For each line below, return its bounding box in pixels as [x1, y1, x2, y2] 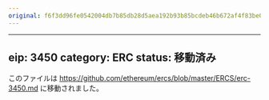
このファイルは [8, 74, 58, 83]
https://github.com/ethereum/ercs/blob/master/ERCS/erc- [58, 74, 251, 83]
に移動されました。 [39, 83, 104, 93]
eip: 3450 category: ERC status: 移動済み [8, 51, 217, 65]
